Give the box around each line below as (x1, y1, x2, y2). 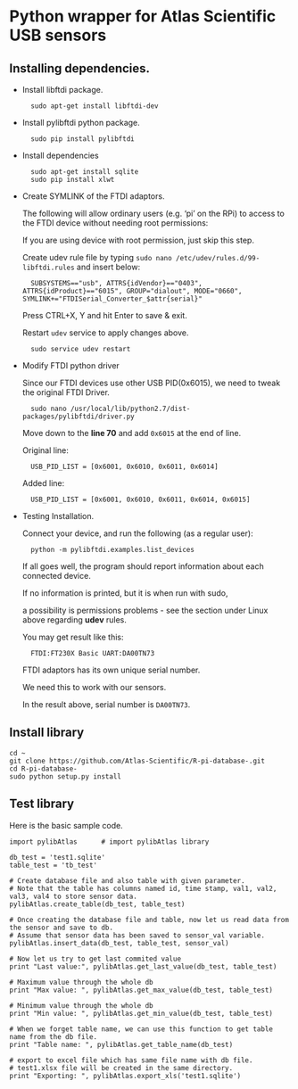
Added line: (21, 478, 65, 488)
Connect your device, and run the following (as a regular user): (21, 528, 253, 539)
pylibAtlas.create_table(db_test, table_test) (9, 899, 186, 909)
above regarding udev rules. (21, 615, 127, 625)
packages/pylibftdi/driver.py (21, 412, 136, 421)
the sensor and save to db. (9, 923, 114, 932)
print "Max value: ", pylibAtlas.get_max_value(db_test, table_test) (9, 986, 274, 994)
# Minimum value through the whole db (9, 1001, 153, 1010)
